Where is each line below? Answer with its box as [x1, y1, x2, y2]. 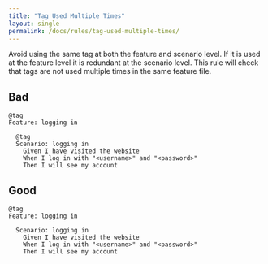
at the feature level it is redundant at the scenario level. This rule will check [8, 58, 259, 67]
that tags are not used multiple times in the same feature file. [8, 67, 212, 76]
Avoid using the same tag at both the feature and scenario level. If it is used [8, 50, 261, 59]
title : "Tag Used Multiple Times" [8, 11, 126, 20]
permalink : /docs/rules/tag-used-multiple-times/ [8, 27, 180, 35]
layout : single [8, 19, 60, 28]
